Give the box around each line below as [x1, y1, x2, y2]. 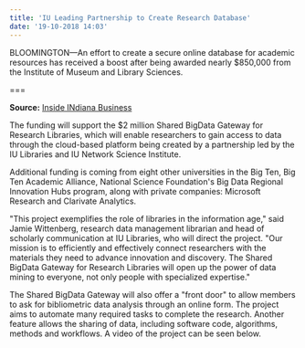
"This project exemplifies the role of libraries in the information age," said [9, 213, 285, 224]
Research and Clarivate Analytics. [9, 195, 137, 206]
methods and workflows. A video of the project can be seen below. [9, 328, 262, 339]
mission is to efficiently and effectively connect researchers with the [9, 242, 267, 253]
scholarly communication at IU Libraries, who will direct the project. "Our [9, 232, 283, 243]
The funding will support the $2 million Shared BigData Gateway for [9, 120, 263, 131]
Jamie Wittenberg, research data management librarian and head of [9, 223, 265, 234]
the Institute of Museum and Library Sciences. [9, 66, 184, 78]
